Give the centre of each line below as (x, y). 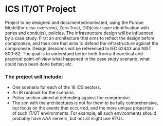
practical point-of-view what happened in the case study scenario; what (77, 59)
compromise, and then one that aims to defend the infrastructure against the (82, 43)
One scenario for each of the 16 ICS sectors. (56, 87)
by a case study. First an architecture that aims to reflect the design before (80, 38)
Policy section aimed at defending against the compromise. (72, 98)
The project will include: (34, 77)
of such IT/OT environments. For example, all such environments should (84, 113)
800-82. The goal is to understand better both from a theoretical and (74, 53)
